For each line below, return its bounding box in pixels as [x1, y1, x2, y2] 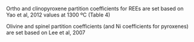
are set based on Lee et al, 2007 [6, 29, 86, 36]
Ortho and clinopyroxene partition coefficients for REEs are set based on [6, 5, 184, 12]
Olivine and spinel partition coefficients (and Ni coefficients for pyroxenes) [6, 23, 189, 30]
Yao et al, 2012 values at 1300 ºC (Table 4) [6, 11, 111, 18]
